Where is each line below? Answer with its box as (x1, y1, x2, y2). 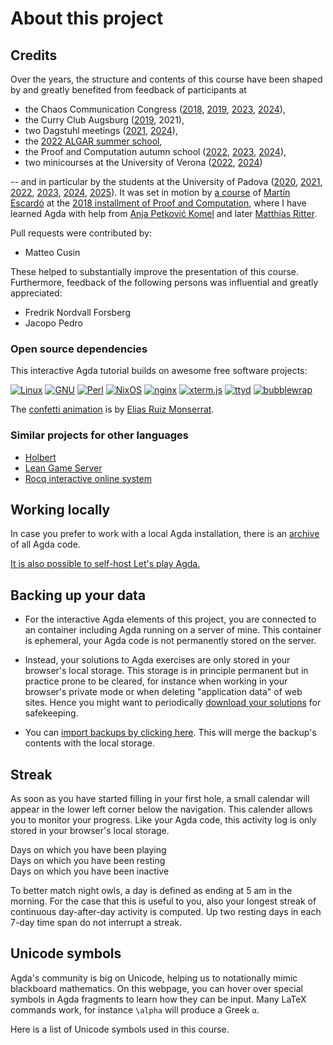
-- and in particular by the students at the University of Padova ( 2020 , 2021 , (10, 176, 323, 187)
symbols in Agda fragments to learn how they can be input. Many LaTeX (10, 993, 307, 1005)
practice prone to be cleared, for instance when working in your (24, 675, 288, 687)
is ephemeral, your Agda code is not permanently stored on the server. (24, 635, 317, 647)
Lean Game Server (24, 462, 103, 474)
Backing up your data (10, 587, 147, 604)
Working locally (10, 501, 111, 518)
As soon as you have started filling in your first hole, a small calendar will (10, 793, 310, 805)
